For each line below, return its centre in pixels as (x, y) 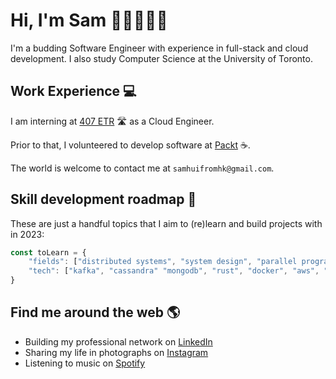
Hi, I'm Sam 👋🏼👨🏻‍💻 (89, 20)
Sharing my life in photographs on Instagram (116, 352)
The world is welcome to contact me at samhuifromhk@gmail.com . (142, 168)
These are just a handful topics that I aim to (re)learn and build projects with (166, 223)
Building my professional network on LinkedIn (118, 341)
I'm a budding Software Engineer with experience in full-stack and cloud (159, 48)
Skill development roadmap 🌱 (103, 199)
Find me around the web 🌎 (95, 312)
